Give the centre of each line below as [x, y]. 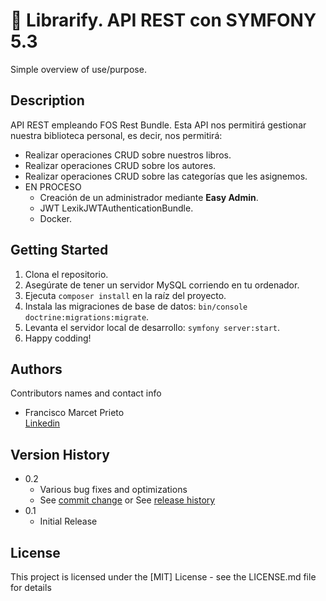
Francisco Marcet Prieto [74, 413]
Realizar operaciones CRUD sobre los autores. [120, 165]
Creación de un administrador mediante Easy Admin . [149, 197]
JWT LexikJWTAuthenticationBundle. [116, 208]
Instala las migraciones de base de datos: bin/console [136, 306]
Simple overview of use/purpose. [78, 69]
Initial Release [68, 521]
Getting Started [59, 250]
